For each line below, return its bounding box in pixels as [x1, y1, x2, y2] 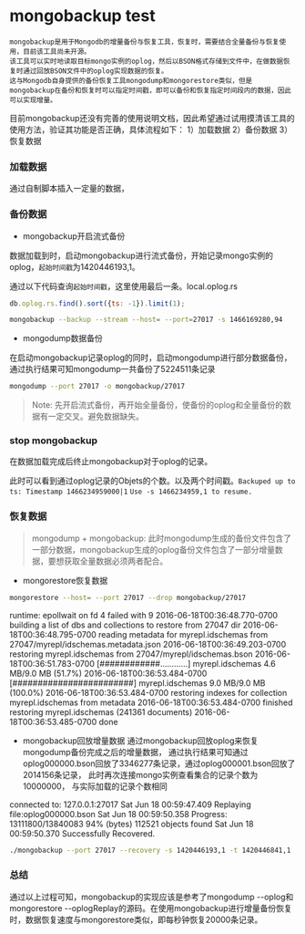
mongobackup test [9, 5, 157, 26]
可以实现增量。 [9, 95, 57, 105]
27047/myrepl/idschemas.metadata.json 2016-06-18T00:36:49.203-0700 [9, 638, 287, 649]
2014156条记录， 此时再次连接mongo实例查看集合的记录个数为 [22, 769, 259, 780]
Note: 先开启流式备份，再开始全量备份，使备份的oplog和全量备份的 [31, 400, 284, 410]
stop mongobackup [9, 434, 98, 447]
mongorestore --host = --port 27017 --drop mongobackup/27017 [9, 593, 247, 602]
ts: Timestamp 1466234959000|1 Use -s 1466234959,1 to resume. [9, 487, 253, 497]
